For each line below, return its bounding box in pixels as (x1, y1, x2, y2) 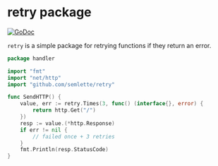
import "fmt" (7, 68, 46, 75)
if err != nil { (20, 126, 68, 134)
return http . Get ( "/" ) (32, 107, 97, 114)
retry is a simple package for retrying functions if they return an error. (7, 41, 212, 49)
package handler (7, 54, 55, 62)
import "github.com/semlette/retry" (7, 81, 115, 88)
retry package (7, 4, 92, 20)
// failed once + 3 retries (32, 133, 115, 140)
